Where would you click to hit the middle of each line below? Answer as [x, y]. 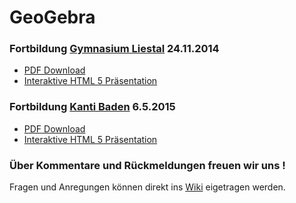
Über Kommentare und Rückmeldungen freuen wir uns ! [147, 165]
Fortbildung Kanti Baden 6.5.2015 [92, 107]
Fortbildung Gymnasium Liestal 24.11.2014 [114, 49]
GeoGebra [52, 17]
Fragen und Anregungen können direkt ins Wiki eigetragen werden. [147, 187]
